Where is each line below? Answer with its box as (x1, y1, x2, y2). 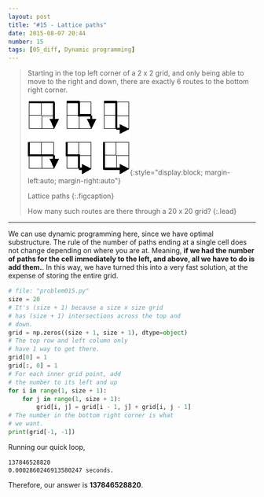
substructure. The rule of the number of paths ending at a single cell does (8, 237, 247, 247)
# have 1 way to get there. (8, 345, 101, 353)
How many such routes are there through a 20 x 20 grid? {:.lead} (27, 207, 237, 216)
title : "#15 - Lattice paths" (8, 20, 108, 29)
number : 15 (8, 38, 44, 46)
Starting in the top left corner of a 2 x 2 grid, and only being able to (27, 68, 244, 78)
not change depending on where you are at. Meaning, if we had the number (8, 246, 255, 256)
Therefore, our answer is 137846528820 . (8, 480, 144, 489)
